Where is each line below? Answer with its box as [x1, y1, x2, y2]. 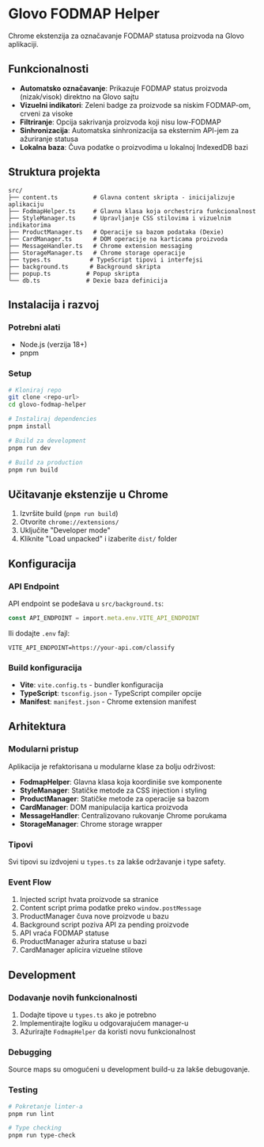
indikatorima [8, 221, 51, 229]
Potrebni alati [8, 322, 61, 333]
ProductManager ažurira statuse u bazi [19, 937, 148, 946]
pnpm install [8, 422, 51, 430]
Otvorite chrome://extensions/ [19, 517, 119, 527]
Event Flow [8, 877, 51, 888]
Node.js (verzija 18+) [19, 340, 88, 350]
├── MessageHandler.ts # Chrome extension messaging [8, 242, 193, 250]
